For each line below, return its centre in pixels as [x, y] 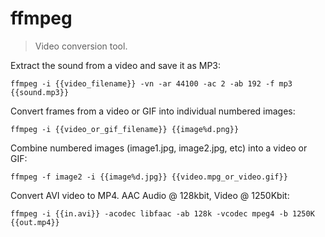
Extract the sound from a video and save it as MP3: [116, 65]
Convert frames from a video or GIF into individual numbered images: [153, 111]
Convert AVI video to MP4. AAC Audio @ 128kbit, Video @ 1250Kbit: [150, 195]
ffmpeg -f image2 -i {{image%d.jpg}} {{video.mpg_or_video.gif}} [149, 177]
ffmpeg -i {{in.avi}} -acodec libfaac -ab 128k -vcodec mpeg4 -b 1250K [162, 213]
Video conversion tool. [81, 46]
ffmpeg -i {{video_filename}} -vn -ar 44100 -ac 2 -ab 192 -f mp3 [151, 83]
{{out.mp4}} [35, 222]
